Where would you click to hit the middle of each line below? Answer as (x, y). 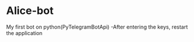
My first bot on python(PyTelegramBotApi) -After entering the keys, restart (97, 27)
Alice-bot (30, 11)
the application (24, 33)
